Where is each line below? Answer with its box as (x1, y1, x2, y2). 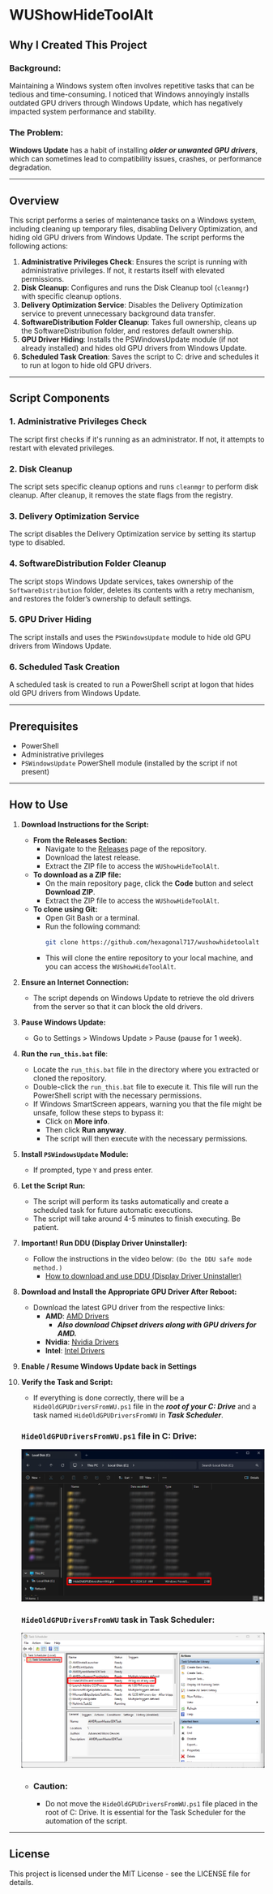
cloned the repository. (32, 1073, 107, 1083)
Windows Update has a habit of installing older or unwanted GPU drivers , (9, 145, 258, 155)
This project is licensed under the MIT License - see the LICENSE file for (9, 1869, 250, 1879)
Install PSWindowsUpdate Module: (20, 1149, 129, 1158)
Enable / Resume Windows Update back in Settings (20, 1361, 197, 1371)
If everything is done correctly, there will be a (32, 1392, 185, 1402)
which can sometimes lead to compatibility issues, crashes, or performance (9, 154, 262, 164)
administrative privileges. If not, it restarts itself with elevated (20, 265, 225, 275)
